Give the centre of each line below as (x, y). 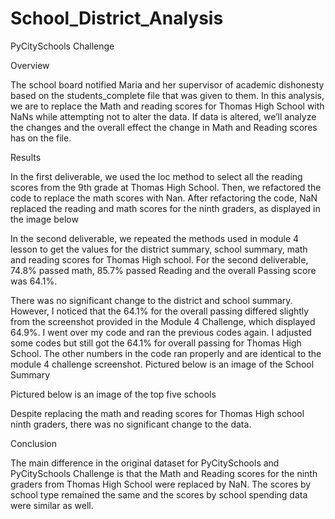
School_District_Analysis (117, 18)
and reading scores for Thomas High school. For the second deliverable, (159, 259)
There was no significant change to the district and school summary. (151, 300)
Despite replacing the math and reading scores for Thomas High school (157, 413)
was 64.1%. (34, 281)
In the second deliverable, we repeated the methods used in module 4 (155, 238)
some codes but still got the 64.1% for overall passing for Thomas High (156, 343)
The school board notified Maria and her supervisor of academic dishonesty (167, 84)
